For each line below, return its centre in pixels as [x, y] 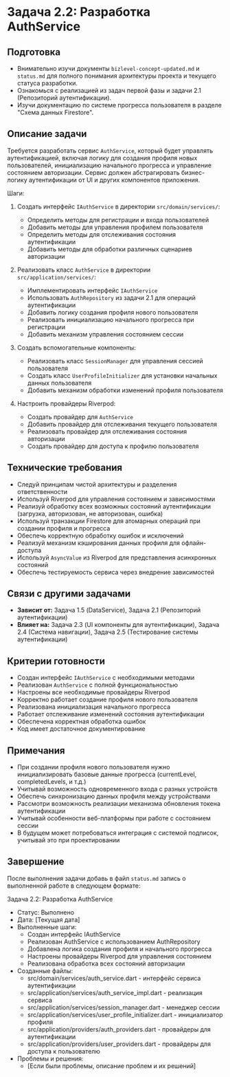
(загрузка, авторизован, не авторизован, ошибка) [90, 513]
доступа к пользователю [64, 1051]
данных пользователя [59, 383]
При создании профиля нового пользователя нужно [93, 767]
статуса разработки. [47, 83]
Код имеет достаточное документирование [81, 729]
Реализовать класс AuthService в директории [84, 270]
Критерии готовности [56, 661]
